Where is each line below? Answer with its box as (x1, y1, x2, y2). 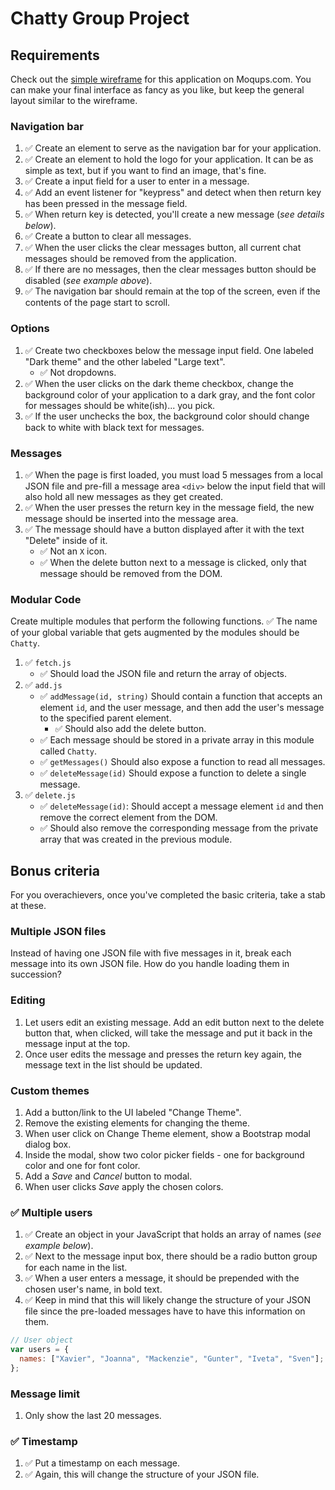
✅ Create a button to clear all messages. (24, 230, 192, 242)
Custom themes (10, 1083, 90, 1097)
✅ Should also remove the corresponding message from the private (39, 822, 319, 834)
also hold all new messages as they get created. (24, 490, 224, 502)
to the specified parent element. (39, 712, 172, 724)
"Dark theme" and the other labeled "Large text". (24, 355, 226, 367)
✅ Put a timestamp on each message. (24, 1457, 181, 1469)
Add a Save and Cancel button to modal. (24, 1170, 193, 1182)
